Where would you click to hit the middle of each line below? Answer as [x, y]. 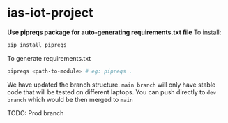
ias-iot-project [50, 13]
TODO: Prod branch [36, 113]
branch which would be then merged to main [70, 99]
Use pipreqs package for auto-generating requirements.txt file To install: [114, 32]
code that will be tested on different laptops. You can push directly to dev [112, 92]
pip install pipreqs [37, 45]
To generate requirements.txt [49, 58]
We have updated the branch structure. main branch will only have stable [112, 85]
